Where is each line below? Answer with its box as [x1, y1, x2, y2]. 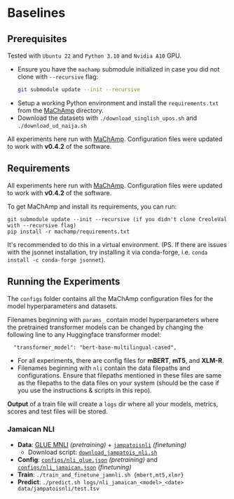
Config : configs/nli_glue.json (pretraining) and [17, 455, 158, 464]
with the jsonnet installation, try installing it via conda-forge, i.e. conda [7, 248, 208, 256]
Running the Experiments [7, 276, 121, 288]
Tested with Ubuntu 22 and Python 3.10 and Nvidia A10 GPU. [7, 51, 182, 60]
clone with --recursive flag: [17, 72, 99, 81]
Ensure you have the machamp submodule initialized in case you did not [17, 65, 220, 73]
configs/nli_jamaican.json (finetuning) [17, 463, 132, 471]
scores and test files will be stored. [7, 407, 109, 415]
